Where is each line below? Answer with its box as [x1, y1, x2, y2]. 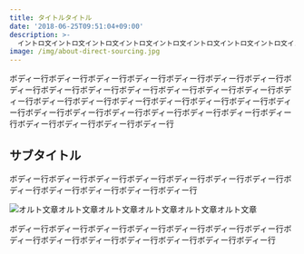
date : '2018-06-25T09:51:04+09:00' [9, 22, 144, 31]
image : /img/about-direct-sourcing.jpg [9, 47, 161, 56]
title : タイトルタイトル [9, 13, 93, 23]
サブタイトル [9, 147, 82, 163]
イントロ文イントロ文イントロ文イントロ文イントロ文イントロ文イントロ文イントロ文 [17, 38, 288, 48]
